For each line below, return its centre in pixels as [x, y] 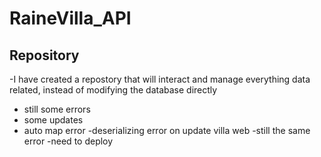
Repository [44, 55]
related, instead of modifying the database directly [113, 90]
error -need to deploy [68, 141]
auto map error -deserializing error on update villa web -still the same [167, 130]
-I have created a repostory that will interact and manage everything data [160, 79]
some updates [53, 120]
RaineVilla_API [70, 18]
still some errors [57, 109]
